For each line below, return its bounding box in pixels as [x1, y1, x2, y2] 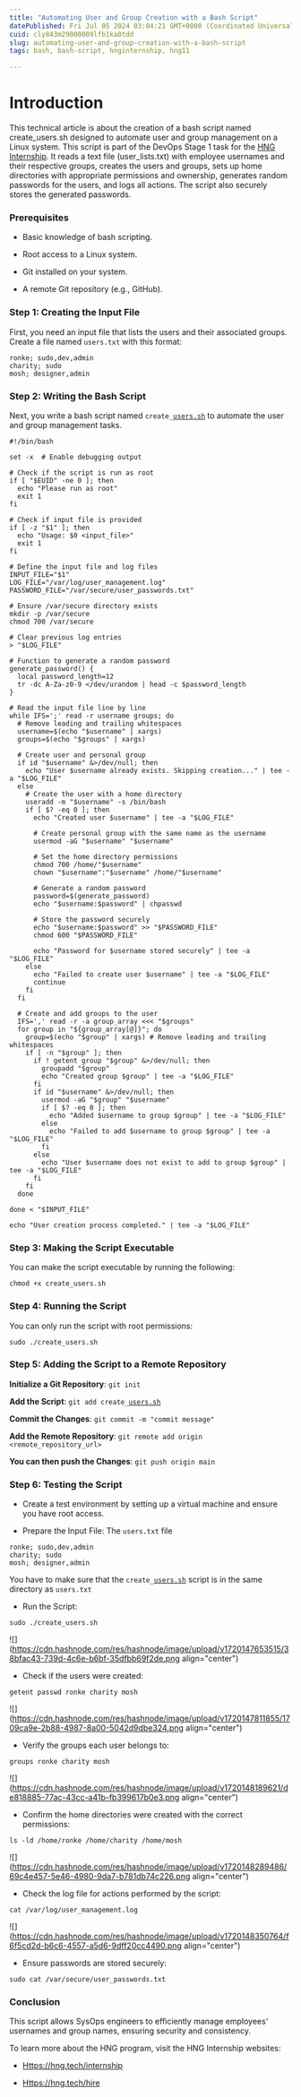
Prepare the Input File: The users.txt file [21, 1525, 173, 1536]
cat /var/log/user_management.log [9, 1905, 139, 1915]
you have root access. [21, 1508, 105, 1519]
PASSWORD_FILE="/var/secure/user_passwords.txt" [9, 586, 194, 595]
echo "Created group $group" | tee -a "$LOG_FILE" [41, 1071, 235, 1080]
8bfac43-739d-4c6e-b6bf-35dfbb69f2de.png [9, 1654, 181, 1664]
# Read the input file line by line [9, 703, 146, 712]
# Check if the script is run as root [9, 468, 154, 477]
